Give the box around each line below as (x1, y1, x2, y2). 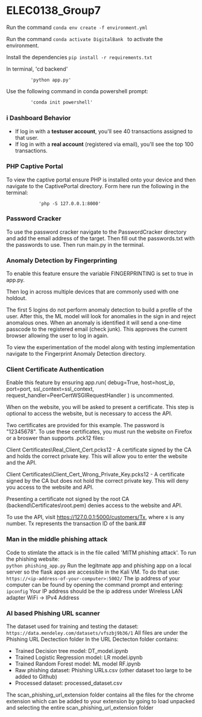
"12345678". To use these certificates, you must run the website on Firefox (6, 428, 192, 436)
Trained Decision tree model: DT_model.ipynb (14, 647, 128, 655)
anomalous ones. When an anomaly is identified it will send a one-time (6, 319, 182, 327)
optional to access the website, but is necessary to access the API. (6, 410, 173, 417)
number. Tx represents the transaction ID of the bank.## (6, 520, 146, 527)
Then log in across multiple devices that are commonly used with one (6, 288, 179, 295)
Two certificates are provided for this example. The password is (6, 422, 165, 429)
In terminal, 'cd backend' (6, 65, 68, 73)
